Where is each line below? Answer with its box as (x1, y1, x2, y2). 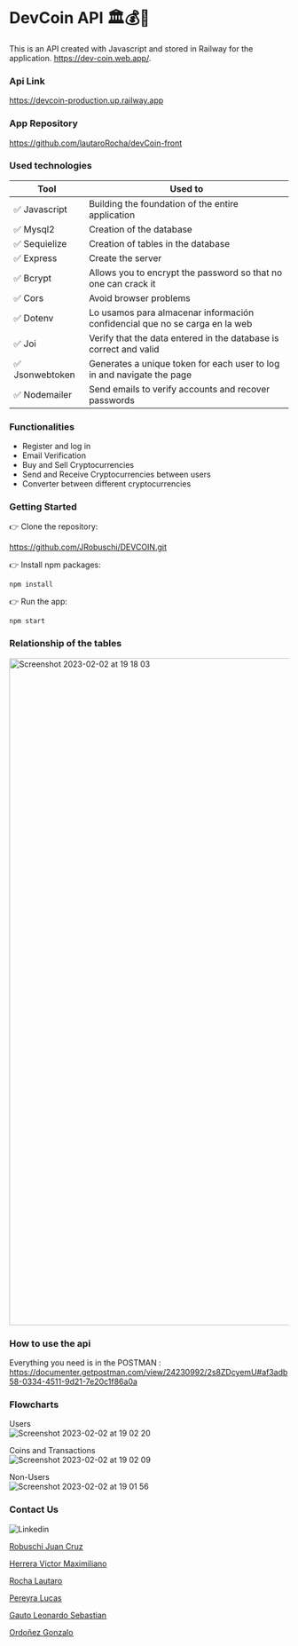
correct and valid (88, 343, 160, 355)
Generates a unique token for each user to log (88, 357, 280, 369)
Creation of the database (88, 223, 192, 235)
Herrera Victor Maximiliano (9, 1558, 107, 1569)
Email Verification (21, 450, 87, 461)
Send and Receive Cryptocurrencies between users (21, 469, 211, 480)
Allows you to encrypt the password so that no (88, 266, 283, 279)
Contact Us (9, 1503, 59, 1515)
